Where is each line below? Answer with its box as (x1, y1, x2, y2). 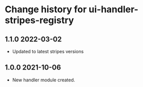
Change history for (5, 4, 87, 15)
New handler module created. (12, 77, 75, 83)
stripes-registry (5, 14, 74, 26)
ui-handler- (88, 4, 139, 15)
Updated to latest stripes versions (12, 49, 84, 54)
